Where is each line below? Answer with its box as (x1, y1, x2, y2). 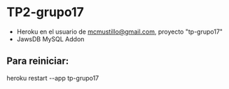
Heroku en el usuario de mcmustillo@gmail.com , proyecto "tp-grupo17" (16, 27, 223, 36)
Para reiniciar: (6, 55, 69, 67)
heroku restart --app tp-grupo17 (6, 74, 99, 82)
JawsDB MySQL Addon (16, 34, 85, 43)
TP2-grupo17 (6, 4, 85, 20)
